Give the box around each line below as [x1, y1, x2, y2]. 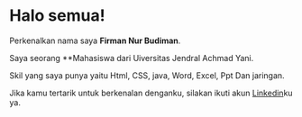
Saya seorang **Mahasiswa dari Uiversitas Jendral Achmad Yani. [9, 52, 254, 63]
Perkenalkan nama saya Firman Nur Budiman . [9, 35, 181, 46]
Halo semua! [9, 5, 105, 26]
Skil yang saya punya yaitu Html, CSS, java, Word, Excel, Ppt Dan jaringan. [9, 69, 286, 81]
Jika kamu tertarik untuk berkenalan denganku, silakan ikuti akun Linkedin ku [9, 87, 293, 98]
